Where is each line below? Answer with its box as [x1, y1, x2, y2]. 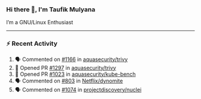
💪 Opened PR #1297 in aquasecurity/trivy [14, 64, 117, 71]
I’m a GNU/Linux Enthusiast [6, 19, 74, 26]
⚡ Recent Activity [6, 40, 58, 48]
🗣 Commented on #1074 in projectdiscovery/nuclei [14, 86, 142, 93]
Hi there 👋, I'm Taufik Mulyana [6, 5, 96, 14]
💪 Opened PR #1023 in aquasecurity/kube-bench [14, 71, 136, 78]
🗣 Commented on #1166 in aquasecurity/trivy [14, 56, 128, 63]
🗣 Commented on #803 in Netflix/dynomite [14, 77, 123, 84]
